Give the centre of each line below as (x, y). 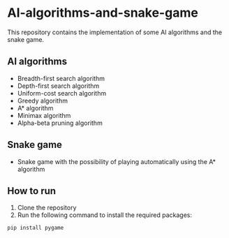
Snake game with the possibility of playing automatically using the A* (117, 161)
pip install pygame (36, 228)
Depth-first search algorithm (58, 86)
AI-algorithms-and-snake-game (103, 13)
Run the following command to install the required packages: (104, 215)
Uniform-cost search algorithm (62, 93)
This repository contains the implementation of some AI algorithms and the (114, 32)
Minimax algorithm (44, 115)
